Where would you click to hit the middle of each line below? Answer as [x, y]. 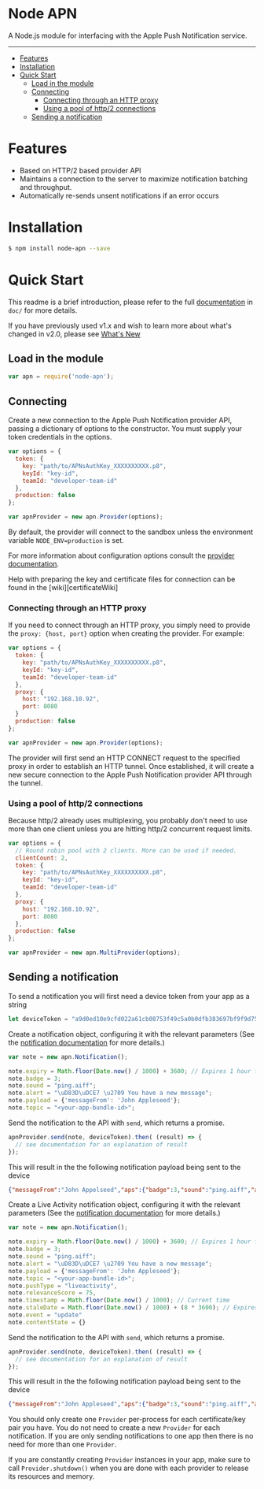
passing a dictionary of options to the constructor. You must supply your [125, 429]
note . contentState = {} [47, 1322]
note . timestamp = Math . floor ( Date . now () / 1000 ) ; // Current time [119, 1301]
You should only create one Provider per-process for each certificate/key [127, 1420]
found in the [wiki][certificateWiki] [63, 587]
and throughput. [46, 187]
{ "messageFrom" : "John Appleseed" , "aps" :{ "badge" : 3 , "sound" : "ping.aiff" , [130, 1404]
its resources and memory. [51, 1476]
